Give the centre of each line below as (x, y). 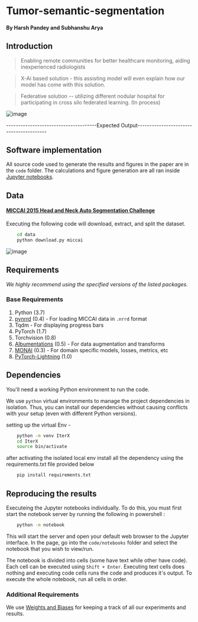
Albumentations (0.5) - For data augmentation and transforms (90, 344)
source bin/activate (42, 447)
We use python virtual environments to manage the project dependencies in (98, 401)
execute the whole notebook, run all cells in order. (67, 579)
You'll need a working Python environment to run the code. (78, 389)
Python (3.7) (30, 312)
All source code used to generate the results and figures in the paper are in (98, 165)
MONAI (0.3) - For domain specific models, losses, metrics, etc (91, 350)
